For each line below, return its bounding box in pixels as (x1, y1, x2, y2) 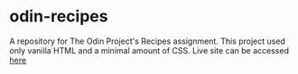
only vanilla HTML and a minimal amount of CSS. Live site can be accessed (9, 45, 289, 55)
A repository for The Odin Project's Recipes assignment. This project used (9, 36, 286, 46)
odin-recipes (9, 6, 108, 27)
